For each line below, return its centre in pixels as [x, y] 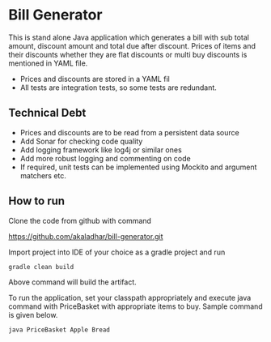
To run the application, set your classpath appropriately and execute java [130, 297]
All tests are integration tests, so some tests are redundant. [118, 88]
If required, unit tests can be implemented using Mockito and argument [138, 167]
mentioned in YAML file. [48, 63]
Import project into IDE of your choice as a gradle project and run [117, 252]
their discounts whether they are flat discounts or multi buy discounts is [128, 54]
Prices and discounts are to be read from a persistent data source [130, 132]
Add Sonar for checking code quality [81, 141]
